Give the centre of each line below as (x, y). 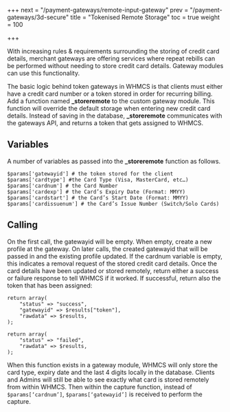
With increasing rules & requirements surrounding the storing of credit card (113, 51)
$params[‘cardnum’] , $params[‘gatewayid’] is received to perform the (105, 394)
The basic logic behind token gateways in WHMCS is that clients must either (115, 86)
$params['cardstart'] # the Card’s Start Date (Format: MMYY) (98, 198)
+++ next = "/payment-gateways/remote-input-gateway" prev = (98, 10)
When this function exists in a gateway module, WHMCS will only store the (113, 365)
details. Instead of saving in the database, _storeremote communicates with (115, 116)
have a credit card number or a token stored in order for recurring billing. (110, 94)
